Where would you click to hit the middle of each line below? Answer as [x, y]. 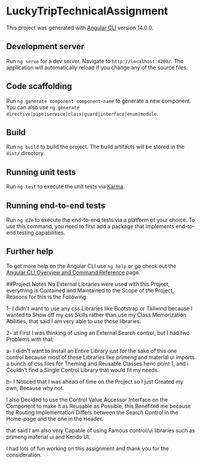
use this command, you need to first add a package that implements [90, 226]
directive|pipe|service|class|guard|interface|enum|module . [82, 113]
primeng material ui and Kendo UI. [48, 437]
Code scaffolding [39, 86]
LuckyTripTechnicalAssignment [87, 11]
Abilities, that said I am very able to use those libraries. [74, 321]
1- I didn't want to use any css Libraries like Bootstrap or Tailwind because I [100, 308]
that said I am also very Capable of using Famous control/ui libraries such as [100, 430]
